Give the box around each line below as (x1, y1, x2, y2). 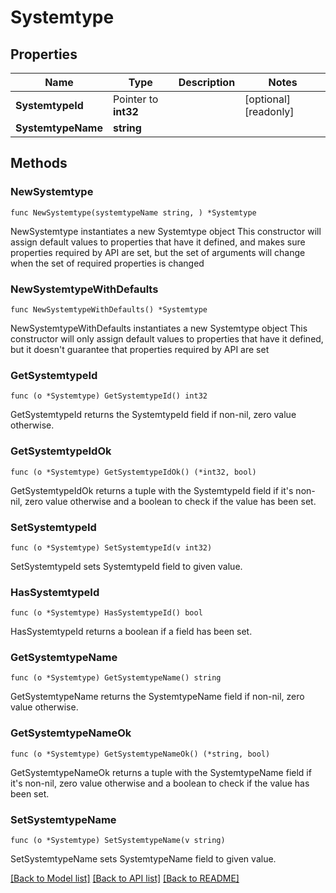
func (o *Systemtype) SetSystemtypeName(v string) (10, 836, 226, 846)
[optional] (244, 92, 291, 106)
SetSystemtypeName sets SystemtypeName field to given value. (10, 853, 277, 865)
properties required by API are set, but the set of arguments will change (10, 246, 306, 258)
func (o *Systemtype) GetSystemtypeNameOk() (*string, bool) (10, 749, 271, 759)
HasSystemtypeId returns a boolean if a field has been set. (10, 626, 253, 638)
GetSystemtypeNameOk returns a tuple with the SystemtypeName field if (10, 766, 312, 778)
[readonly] (244, 105, 295, 118)
